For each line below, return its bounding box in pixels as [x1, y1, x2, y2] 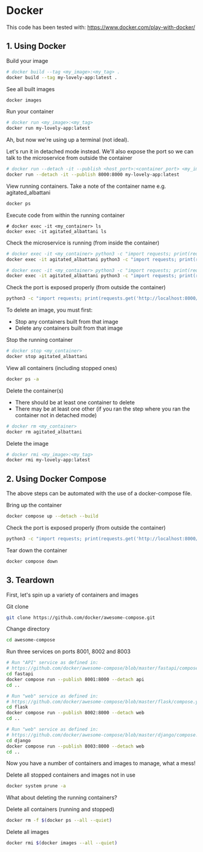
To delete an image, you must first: [6, 306, 92, 314]
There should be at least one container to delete [14, 399, 135, 406]
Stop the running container [6, 336, 73, 344]
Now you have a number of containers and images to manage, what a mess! [6, 760, 196, 767]
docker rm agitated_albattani [6, 429, 83, 435]
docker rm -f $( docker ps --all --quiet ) [6, 818, 112, 824]
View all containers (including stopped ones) [6, 364, 118, 371]
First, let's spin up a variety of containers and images [6, 591, 139, 598]
